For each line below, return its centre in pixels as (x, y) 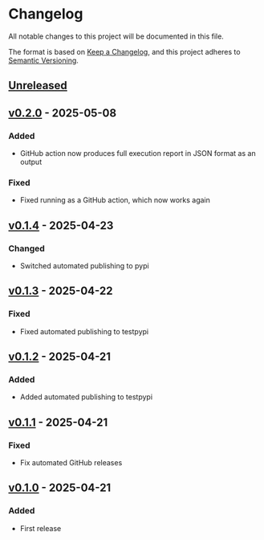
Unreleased (38, 86)
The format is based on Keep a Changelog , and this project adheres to (124, 51)
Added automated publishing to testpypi (86, 397)
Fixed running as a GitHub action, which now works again (115, 200)
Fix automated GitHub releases (71, 463)
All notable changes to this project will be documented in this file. (116, 36)
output (31, 162)
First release (41, 528)
